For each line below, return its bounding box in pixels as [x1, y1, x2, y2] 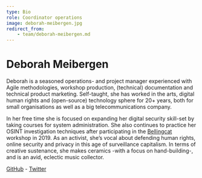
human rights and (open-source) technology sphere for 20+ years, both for [6, 97, 194, 104]
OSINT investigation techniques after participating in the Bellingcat [6, 128, 172, 135]
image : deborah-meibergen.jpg [6, 20, 83, 26]
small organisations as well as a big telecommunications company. [6, 104, 172, 111]
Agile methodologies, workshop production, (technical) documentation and [6, 84, 194, 91]
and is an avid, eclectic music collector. [6, 154, 105, 161]
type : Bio [6, 8, 31, 15]
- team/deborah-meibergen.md [17, 31, 91, 38]
